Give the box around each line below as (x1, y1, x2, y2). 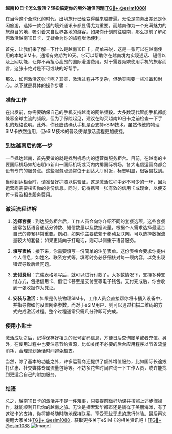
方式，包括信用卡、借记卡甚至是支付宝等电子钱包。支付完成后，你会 (17, 278, 161, 284)
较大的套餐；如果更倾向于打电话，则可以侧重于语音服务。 (17, 237, 139, 243)
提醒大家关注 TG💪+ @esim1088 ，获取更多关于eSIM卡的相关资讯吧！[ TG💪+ (5, 417, 162, 423)
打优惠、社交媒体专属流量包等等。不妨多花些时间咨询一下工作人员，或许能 (5, 365, 162, 371)
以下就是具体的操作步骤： (14, 82, 68, 89)
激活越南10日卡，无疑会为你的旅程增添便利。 (9, 35, 104, 41)
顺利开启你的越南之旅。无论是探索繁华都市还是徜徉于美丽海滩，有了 (23, 404, 167, 410)
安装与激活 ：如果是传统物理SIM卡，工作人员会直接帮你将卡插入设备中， (12, 295, 165, 301)
